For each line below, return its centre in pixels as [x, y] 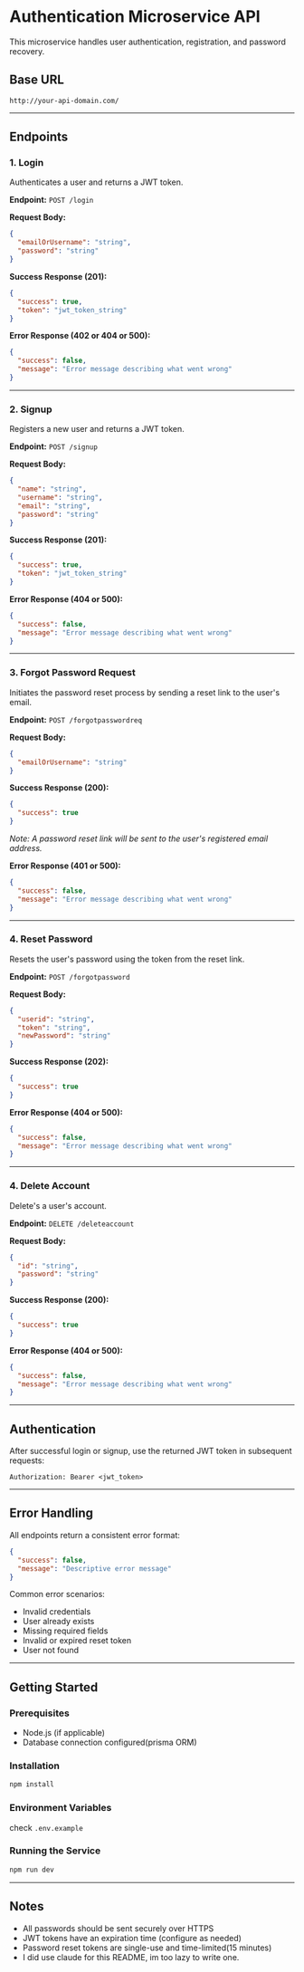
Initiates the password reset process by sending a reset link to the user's [145, 692]
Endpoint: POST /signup [53, 446]
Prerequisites [39, 1713]
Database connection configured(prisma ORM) [109, 1742]
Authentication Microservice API [135, 17]
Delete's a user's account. [58, 1205]
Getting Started [54, 1687]
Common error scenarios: [57, 1594]
